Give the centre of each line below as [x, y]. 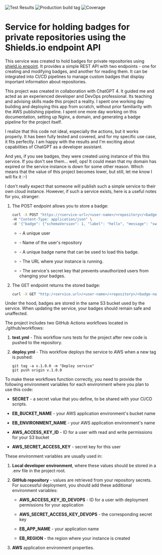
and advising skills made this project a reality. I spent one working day [75, 101]
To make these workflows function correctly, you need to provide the [74, 379]
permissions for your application [51, 505]
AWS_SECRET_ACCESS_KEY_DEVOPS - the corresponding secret [86, 514]
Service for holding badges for [67, 27]
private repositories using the [66, 38]
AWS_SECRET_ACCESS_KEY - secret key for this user [66, 447]
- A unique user [35, 233]
